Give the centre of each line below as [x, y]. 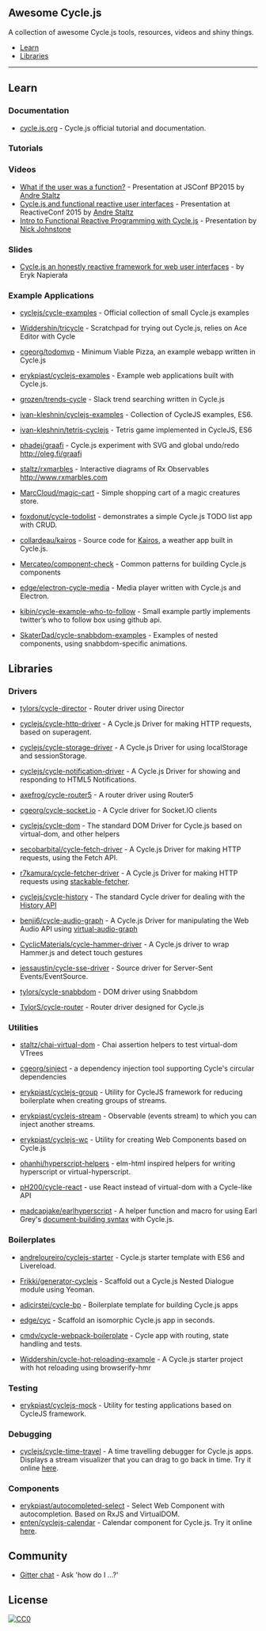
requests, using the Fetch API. [68, 857]
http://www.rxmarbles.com [64, 477]
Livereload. [38, 1265]
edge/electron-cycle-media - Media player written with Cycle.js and [130, 588]
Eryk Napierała [44, 275]
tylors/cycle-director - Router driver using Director [102, 708]
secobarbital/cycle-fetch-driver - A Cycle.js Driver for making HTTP [130, 849]
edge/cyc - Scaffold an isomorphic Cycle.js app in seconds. [117, 1320]
